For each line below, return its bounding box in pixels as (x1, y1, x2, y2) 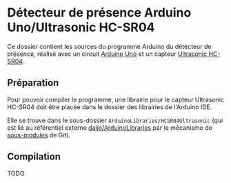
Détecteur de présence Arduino (7, 5, 192, 21)
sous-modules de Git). (7, 131, 71, 139)
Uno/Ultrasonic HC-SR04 (7, 19, 155, 35)
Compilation (7, 151, 61, 163)
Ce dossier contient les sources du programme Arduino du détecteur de (7, 42, 212, 50)
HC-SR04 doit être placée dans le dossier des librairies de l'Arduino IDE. (7, 102, 212, 111)
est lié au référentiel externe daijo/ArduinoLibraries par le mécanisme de (7, 123, 212, 132)
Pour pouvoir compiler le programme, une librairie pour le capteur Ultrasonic (7, 95, 225, 104)
